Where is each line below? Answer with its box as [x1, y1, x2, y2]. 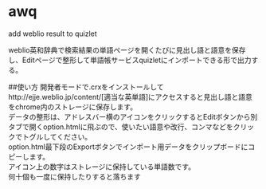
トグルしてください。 [22, 132, 92, 141]
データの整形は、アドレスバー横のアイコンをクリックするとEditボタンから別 [8, 112, 258, 121]
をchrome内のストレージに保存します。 [8, 102, 138, 112]
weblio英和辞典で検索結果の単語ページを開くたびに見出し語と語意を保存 [8, 45, 246, 54]
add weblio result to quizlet [8, 29, 97, 38]
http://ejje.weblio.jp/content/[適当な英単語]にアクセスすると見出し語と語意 [8, 92, 253, 101]
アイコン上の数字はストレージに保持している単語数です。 [8, 162, 196, 171]
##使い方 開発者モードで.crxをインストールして [8, 82, 165, 92]
